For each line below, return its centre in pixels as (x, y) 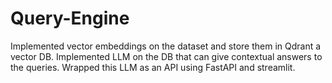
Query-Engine (70, 18)
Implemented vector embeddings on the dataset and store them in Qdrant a (166, 46)
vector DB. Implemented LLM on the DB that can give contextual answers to (166, 56)
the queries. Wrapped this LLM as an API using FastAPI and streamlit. (153, 67)
